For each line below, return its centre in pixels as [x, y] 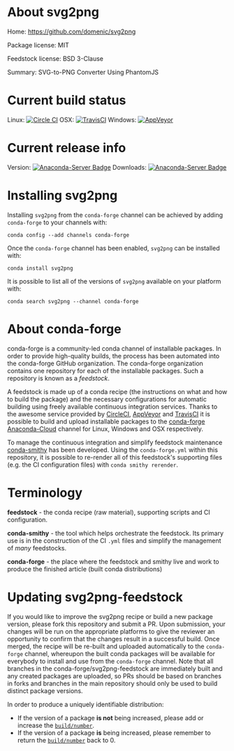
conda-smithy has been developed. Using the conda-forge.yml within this [113, 450]
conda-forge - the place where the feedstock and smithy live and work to [113, 561]
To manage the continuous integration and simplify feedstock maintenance [115, 442]
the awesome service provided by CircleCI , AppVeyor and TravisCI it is [109, 414]
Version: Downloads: [77, 167]
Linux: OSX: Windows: [72, 119]
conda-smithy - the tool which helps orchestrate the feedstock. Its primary [116, 533]
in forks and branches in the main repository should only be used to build [112, 683]
